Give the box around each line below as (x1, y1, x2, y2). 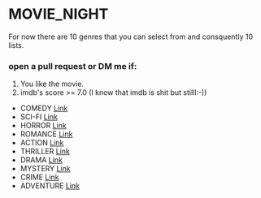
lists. (8, 40, 24, 49)
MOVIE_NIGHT (8, 5, 109, 24)
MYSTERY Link (20, 164, 71, 174)
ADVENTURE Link (20, 181, 80, 191)
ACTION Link (20, 138, 64, 148)
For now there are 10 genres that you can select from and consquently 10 (8, 32, 254, 41)
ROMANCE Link (20, 129, 73, 139)
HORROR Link (20, 121, 67, 131)
